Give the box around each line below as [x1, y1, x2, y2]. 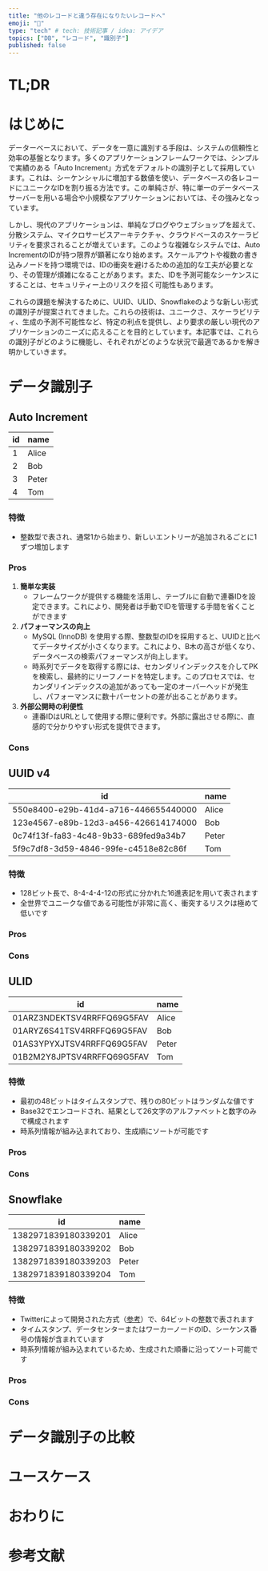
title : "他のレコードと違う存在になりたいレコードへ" [8, 11, 166, 20]
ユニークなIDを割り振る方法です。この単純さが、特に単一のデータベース [22, 183, 260, 193]
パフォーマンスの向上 [19, 621, 90, 631]
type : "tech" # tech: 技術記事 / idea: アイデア [8, 26, 164, 34]
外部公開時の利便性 [19, 701, 84, 711]
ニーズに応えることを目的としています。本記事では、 [63, 327, 238, 337]
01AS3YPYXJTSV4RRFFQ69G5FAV [12, 1038, 148, 1049]
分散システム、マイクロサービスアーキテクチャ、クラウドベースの [8, 230, 225, 240]
